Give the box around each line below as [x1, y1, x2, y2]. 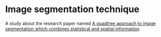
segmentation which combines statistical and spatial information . [5, 25, 141, 31]
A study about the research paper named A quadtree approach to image [5, 20, 156, 26]
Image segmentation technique [5, 4, 140, 15]
